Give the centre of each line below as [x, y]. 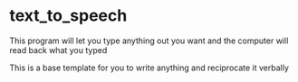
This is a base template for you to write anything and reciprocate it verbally [149, 68]
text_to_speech [68, 16]
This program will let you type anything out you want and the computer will [149, 41]
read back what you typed [58, 50]
